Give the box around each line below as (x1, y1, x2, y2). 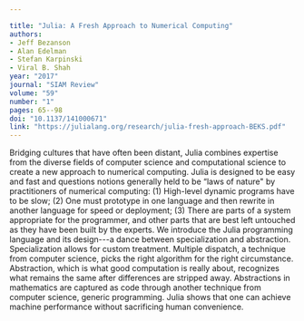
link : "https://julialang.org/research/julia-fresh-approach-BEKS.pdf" (9, 122, 286, 131)
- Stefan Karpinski (9, 55, 83, 64)
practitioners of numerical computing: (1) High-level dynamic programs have (9, 186, 295, 197)
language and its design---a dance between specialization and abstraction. (9, 234, 291, 245)
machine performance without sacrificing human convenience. (9, 301, 244, 313)
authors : (9, 29, 43, 39)
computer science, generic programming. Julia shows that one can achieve (9, 292, 291, 303)
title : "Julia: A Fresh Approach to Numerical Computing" (9, 21, 233, 30)
